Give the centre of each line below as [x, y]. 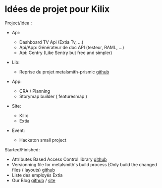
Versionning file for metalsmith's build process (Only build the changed [84, 164]
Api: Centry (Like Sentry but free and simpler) [66, 53]
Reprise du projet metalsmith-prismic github [64, 72]
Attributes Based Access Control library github [59, 159]
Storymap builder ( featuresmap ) [53, 96]
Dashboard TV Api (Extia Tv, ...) [51, 42]
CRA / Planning [35, 91]
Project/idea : [18, 23]
